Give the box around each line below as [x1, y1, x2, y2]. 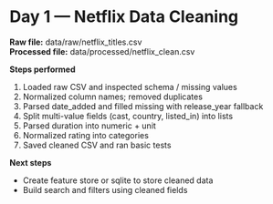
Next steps [9, 157, 52, 168]
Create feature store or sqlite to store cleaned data [22, 175, 214, 186]
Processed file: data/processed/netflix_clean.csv [9, 46, 195, 56]
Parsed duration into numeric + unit [22, 120, 157, 131]
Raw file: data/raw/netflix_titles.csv [9, 36, 142, 47]
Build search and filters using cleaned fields [22, 184, 188, 195]
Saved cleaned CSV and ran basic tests [22, 139, 172, 150]
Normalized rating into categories [22, 129, 149, 140]
